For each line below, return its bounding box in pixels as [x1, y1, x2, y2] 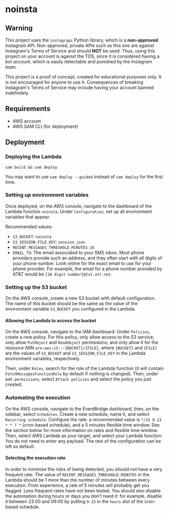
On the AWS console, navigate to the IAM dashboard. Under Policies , [5, 329, 150, 335]
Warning [5, 24, 33, 32]
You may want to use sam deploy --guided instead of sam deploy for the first [5, 174, 163, 180]
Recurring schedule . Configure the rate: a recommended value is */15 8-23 [5, 416, 162, 422]
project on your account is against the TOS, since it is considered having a [5, 53, 160, 59]
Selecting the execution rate [5, 455, 66, 461]
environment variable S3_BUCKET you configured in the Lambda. [5, 306, 136, 312]
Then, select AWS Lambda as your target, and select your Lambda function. [5, 433, 163, 439]
